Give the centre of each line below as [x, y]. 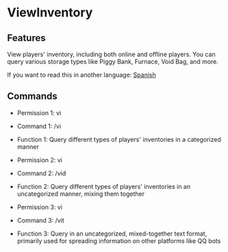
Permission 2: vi [40, 160]
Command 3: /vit [41, 220]
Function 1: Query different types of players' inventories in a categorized [119, 139]
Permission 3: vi [40, 207]
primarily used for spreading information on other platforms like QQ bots [119, 240]
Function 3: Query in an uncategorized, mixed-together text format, [112, 234]
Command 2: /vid [41, 173]
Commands [33, 96]
